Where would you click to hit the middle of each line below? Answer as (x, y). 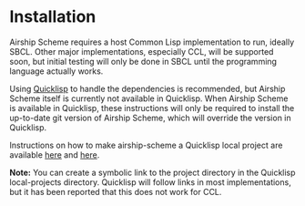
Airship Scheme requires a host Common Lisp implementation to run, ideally (152, 42)
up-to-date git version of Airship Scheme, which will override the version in (150, 118)
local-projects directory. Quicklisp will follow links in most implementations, (150, 182)
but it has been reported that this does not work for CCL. (116, 191)
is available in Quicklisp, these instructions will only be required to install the (152, 108)
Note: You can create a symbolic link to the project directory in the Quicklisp (152, 172)
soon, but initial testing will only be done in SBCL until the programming (143, 61)
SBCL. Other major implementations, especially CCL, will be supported (142, 51)
